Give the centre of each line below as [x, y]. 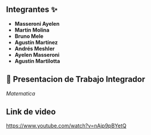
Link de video [31, 112]
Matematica [21, 94]
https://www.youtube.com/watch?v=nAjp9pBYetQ [66, 126]
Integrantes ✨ [32, 10]
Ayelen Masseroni [37, 54]
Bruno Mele [29, 36]
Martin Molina [32, 30]
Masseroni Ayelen [37, 23]
